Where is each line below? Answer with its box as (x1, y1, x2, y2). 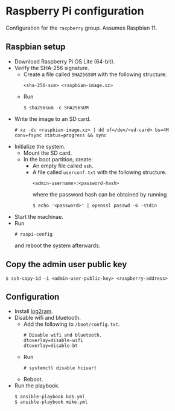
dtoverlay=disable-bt (23, 343, 78, 349)
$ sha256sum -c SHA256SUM (23, 105, 89, 111)
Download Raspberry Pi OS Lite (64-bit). (14, 57, 115, 65)
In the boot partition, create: (23, 155, 93, 163)
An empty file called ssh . (32, 162, 94, 169)
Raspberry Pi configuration (5, 4, 144, 18)
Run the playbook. (14, 382, 60, 389)
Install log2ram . (14, 308, 53, 315)
